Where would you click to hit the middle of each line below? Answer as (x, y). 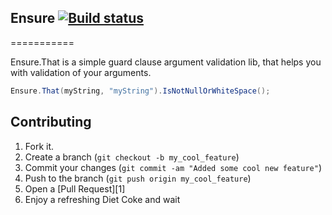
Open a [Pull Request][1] (75, 188)
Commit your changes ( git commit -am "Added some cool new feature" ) (173, 167)
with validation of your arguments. (81, 72)
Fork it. (39, 146)
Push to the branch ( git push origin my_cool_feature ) (138, 178)
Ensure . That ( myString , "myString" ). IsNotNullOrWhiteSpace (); (140, 91)
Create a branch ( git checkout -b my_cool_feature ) (132, 157)
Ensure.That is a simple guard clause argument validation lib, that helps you (166, 62)
